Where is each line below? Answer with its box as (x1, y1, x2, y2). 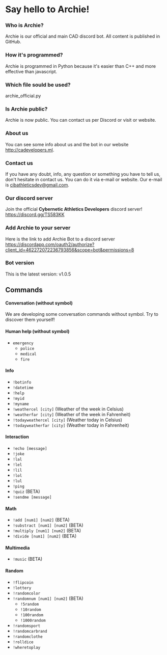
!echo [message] (12, 446, 47, 451)
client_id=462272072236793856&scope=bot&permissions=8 (5, 247, 134, 253)
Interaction (5, 434, 30, 440)
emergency (12, 340, 34, 346)
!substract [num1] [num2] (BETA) (12, 522, 83, 528)
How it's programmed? (5, 51, 63, 59)
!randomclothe (12, 634, 43, 639)
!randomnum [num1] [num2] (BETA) (12, 595, 83, 602)
